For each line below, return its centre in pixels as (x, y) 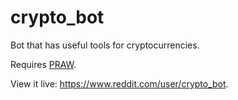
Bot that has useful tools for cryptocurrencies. (105, 45)
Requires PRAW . (43, 64)
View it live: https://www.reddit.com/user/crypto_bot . (119, 83)
